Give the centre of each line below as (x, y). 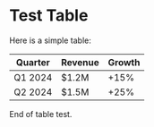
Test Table (49, 16)
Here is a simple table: (50, 40)
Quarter (34, 62)
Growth (124, 62)
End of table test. (41, 114)
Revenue (81, 62)
